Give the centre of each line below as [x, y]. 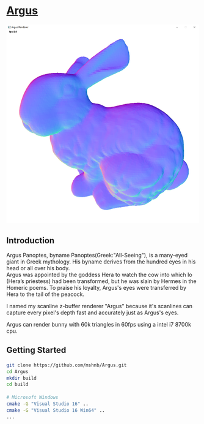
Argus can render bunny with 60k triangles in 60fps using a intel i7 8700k [99, 324]
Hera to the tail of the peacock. [45, 294]
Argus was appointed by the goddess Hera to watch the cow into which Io [99, 274]
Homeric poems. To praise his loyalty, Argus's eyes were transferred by [97, 287]
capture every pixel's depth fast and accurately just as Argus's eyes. [93, 312]
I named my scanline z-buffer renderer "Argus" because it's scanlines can [100, 306]
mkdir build [21, 378]
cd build [17, 384]
